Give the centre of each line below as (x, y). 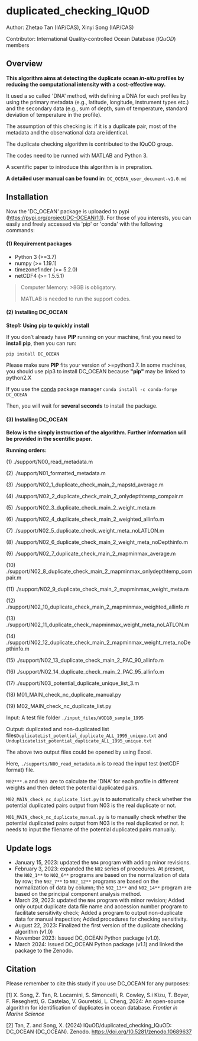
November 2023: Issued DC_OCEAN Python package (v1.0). (87, 938)
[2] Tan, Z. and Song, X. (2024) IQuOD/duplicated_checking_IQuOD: (89, 1025)
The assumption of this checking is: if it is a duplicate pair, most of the (91, 126)
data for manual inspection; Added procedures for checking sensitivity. (101, 919)
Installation (27, 197)
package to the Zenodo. (44, 950)
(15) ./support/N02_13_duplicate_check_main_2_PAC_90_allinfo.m (85, 660)
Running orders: (27, 450)
